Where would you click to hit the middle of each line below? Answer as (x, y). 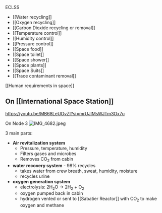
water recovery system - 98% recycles (54, 165)
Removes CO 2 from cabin (47, 159)
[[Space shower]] (31, 60)
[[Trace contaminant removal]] (44, 76)
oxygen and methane (42, 205)
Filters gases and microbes (48, 154)
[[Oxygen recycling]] (34, 22)
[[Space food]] (28, 49)
